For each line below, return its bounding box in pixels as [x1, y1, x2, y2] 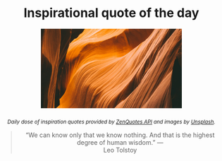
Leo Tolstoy [103, 145, 137, 154]
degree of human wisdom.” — [76, 138, 164, 146]
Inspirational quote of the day [23, 5, 199, 21]
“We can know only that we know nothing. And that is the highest [25, 131, 215, 139]
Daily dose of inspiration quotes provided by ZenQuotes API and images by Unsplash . [7, 118, 216, 125]
